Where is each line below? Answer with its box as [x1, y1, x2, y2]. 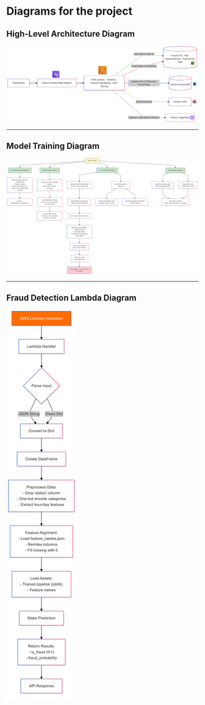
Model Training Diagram [6, 140, 99, 151]
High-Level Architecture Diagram [6, 29, 135, 39]
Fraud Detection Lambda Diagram [6, 292, 137, 303]
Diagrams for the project [6, 4, 133, 18]
